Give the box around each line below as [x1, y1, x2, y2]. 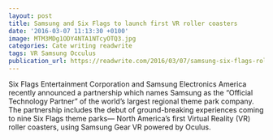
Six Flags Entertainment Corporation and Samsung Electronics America [8, 78, 247, 89]
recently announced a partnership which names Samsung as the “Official [8, 87, 253, 97]
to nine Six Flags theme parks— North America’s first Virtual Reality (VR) [8, 113, 251, 123]
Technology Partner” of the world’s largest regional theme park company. [8, 96, 254, 106]
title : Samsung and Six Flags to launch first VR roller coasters [8, 19, 238, 28]
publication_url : [8, 57, 67, 66]
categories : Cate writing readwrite [8, 42, 132, 50]
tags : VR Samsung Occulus [8, 49, 96, 57]
